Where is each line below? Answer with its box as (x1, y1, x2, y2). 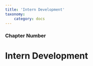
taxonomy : (5, 12, 26, 17)
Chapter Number (5, 32, 46, 39)
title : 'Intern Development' (5, 7, 65, 12)
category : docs (14, 16, 45, 21)
